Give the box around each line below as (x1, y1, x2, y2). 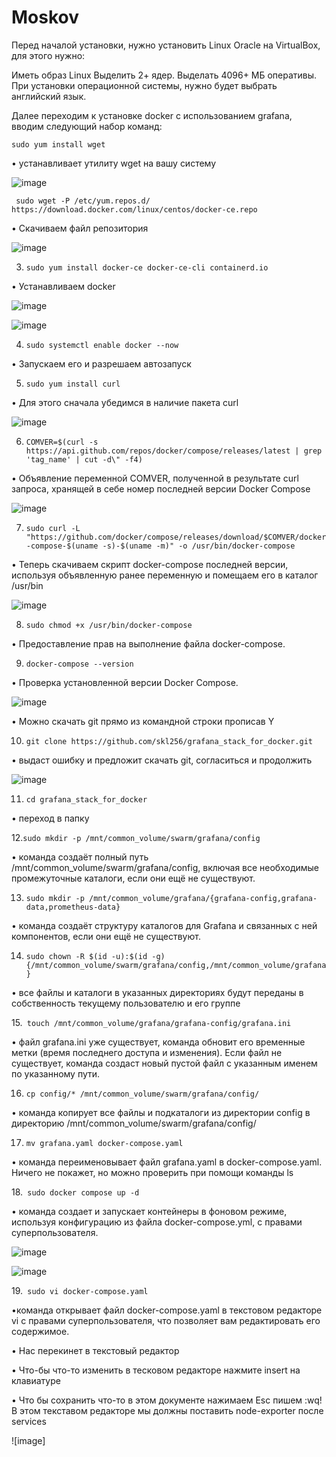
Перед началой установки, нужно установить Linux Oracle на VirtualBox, (11, 39, 321, 51)
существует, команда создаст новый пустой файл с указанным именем (11, 1057, 318, 1069)
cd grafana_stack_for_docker (25, 794, 148, 805)
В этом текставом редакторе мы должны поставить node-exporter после (11, 1404, 324, 1416)
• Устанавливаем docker (11, 280, 116, 292)
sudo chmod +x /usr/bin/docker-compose (25, 620, 193, 630)
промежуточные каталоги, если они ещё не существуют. (11, 872, 256, 884)
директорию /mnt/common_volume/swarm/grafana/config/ (11, 1117, 257, 1129)
